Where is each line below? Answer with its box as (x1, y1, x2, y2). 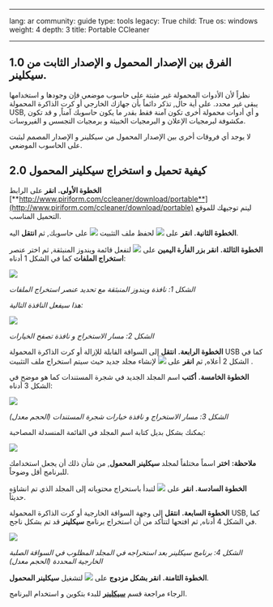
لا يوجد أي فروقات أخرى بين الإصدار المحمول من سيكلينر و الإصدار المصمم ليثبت (9, 131, 251, 141)
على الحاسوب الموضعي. (9, 140, 83, 150)
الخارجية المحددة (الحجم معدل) (9, 556, 104, 566)
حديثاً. (9, 492, 27, 502)
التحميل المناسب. (9, 211, 62, 221)
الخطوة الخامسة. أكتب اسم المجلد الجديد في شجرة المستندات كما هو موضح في (9, 372, 250, 381)
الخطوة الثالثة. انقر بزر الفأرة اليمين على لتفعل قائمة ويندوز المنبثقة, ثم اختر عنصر (9, 244, 263, 254)
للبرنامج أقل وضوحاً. (9, 467, 70, 476)
